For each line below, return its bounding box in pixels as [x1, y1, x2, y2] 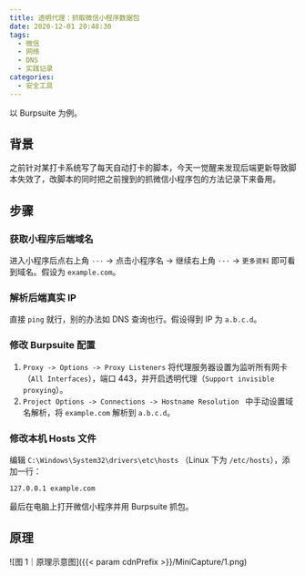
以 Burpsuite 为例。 [9, 107, 83, 118]
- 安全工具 [17, 81, 54, 90]
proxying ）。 [22, 384, 68, 395]
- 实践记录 [17, 65, 54, 74]
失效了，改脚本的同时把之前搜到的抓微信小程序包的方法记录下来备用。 [16, 174, 280, 185]
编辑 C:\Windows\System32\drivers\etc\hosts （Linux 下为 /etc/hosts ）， [9, 455, 282, 466]
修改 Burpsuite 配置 [9, 339, 96, 352]
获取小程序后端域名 [9, 232, 94, 245]
